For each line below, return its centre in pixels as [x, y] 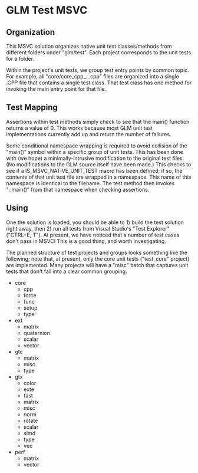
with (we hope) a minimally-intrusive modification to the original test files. [95, 158]
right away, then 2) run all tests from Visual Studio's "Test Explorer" [88, 228]
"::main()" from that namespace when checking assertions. [78, 189]
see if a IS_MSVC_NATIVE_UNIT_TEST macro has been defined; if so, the [94, 170]
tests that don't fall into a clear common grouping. [67, 271]
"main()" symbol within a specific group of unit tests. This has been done [95, 152]
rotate [31, 421]
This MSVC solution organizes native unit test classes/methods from [89, 46]
